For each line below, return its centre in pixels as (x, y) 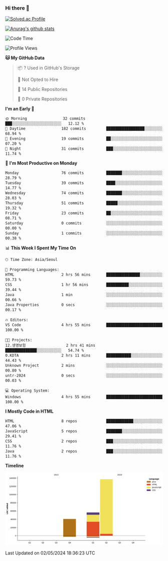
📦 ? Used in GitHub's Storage (49, 68)
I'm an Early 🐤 (20, 109)
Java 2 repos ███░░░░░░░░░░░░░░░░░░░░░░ (84, 451)
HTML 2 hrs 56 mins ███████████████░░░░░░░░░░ (84, 275)
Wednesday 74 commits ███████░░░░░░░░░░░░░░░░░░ (84, 193)
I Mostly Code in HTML (29, 411)
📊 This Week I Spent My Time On (41, 248)
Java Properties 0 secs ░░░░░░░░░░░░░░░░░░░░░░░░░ (84, 305)
